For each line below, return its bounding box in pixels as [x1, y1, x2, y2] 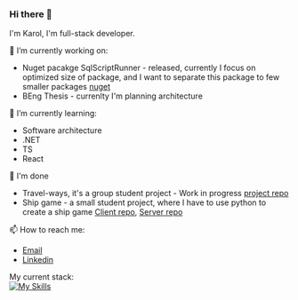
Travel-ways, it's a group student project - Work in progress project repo [21, 188, 289, 199]
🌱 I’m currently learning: [9, 108, 98, 119]
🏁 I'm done [9, 170, 49, 181]
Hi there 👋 [9, 8, 53, 20]
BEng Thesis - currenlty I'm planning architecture [21, 91, 203, 101]
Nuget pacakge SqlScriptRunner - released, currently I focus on [21, 62, 256, 74]
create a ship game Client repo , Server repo [21, 207, 183, 217]
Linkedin [21, 255, 54, 265]
